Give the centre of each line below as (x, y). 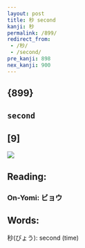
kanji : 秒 (21, 26)
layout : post (26, 14)
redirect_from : (29, 39)
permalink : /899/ (32, 33)
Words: (23, 220)
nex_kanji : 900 (29, 65)
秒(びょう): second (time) (43, 238)
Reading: (27, 176)
